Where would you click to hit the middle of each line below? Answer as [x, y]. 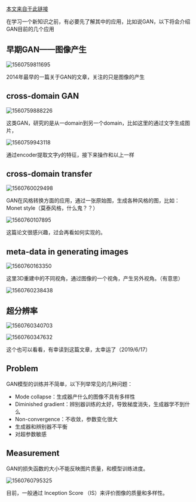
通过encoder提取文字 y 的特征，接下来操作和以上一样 [70, 155]
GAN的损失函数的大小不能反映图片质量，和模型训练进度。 [77, 468]
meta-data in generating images [67, 251]
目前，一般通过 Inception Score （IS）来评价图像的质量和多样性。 [87, 492]
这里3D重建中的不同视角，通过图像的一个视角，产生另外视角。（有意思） [95, 279]
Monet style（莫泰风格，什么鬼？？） [52, 208]
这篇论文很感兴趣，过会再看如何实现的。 [56, 232]
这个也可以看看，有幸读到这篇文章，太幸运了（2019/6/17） [79, 350]
